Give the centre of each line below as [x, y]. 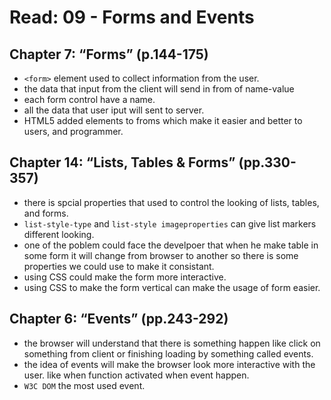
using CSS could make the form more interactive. [125, 277]
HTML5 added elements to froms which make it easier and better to [163, 120]
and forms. [46, 213]
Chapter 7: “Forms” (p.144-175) [109, 54]
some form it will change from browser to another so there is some [161, 255]
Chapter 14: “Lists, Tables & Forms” [122, 162]
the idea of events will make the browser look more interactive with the [169, 364]
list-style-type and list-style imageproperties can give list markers [170, 223]
